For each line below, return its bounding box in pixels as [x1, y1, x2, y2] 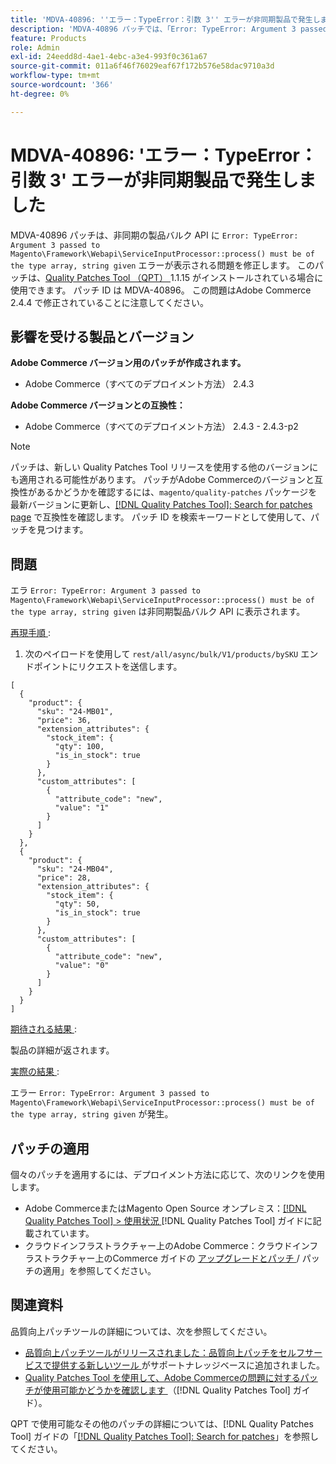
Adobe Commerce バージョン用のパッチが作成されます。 [10, 357, 247, 369]
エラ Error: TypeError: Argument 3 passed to [10, 584, 201, 596]
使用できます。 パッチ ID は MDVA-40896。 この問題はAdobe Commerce [10, 284, 312, 296]
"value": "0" [54, 961, 110, 971]
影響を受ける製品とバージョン [10, 328, 195, 345]
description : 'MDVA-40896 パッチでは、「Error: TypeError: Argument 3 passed [10, 24, 328, 34]
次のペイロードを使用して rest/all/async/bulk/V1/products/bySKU [24, 648, 299, 660]
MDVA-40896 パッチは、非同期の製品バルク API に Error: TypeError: [10, 229, 299, 241]
